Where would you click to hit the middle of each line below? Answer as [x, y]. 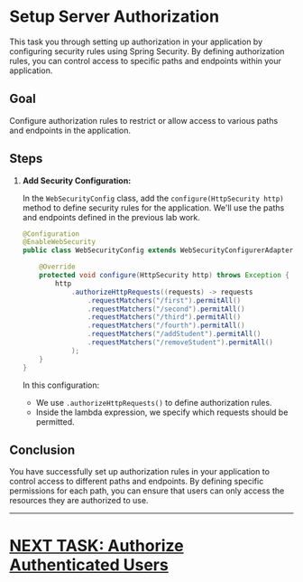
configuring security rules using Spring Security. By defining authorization [147, 51]
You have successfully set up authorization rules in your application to [140, 472]
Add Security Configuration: [77, 180]
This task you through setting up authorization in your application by [136, 42]
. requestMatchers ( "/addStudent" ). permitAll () [174, 334]
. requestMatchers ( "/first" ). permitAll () [164, 300]
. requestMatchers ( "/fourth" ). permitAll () [166, 326]
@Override [57, 267]
